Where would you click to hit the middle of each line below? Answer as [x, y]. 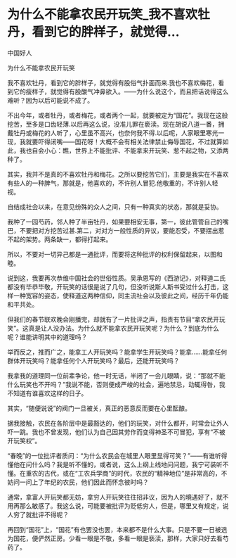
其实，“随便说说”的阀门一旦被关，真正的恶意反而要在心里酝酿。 [99, 408]
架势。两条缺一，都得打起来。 [69, 239]
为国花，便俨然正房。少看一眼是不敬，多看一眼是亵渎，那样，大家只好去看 [115, 538]
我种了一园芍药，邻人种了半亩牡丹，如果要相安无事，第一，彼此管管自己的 [115, 222]
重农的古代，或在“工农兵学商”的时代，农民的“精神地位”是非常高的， [123, 473]
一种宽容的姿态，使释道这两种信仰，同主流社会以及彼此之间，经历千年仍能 [121, 296]
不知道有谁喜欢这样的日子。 [47, 393]
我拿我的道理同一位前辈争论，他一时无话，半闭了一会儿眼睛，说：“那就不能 [117, 375]
